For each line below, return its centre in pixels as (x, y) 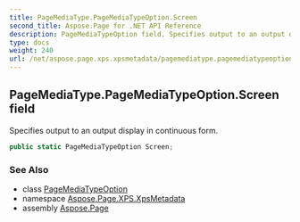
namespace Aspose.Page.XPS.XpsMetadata (104, 198)
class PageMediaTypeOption (75, 189)
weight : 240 (31, 51)
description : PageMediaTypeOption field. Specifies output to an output (147, 34)
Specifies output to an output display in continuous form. (114, 130)
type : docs (29, 42)
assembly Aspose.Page (65, 208)
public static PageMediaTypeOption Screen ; (92, 147)
